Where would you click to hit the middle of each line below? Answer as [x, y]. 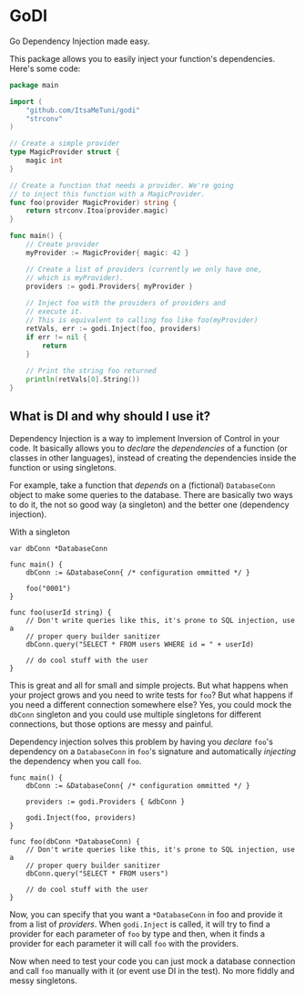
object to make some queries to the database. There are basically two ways [151, 494]
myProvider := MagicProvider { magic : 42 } [107, 253]
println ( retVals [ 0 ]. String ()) [83, 379]
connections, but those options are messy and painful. [112, 724]
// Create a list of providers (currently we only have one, [144, 269]
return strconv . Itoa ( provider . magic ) [97, 211]
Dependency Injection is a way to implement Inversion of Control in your [145, 438]
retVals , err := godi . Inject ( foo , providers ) [114, 328]
